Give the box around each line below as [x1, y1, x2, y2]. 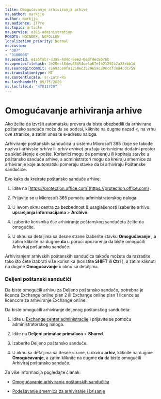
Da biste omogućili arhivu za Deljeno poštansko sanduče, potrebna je [5, 287, 144, 292]
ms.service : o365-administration [5, 30, 73, 35]
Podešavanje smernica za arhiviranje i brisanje [12, 388, 105, 394]
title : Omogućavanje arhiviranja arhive [5, 7, 88, 12]
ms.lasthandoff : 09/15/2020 [5, 79, 62, 84]
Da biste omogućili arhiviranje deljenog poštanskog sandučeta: [5, 307, 131, 312]
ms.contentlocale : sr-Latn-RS [5, 75, 66, 80]
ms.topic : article [5, 25, 42, 30]
